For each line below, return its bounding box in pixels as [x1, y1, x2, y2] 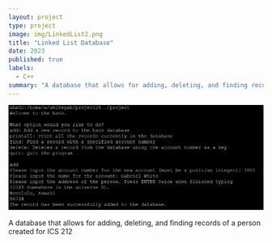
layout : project [8, 13, 63, 21]
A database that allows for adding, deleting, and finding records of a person [8, 218, 261, 228]
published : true [8, 56, 63, 64]
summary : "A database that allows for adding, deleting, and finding [8, 81, 249, 89]
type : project [8, 21, 57, 30]
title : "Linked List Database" [8, 39, 114, 47]
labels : [8, 65, 35, 73]
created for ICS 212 [8, 226, 73, 236]
